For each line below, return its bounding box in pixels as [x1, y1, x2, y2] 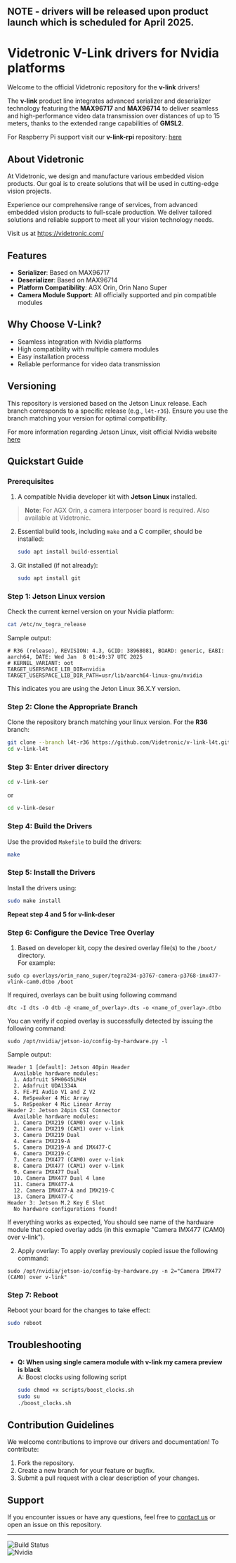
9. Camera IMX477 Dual [13, 1169, 80, 1176]
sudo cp [7, 972, 30, 979]
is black [17, 1365, 41, 1374]
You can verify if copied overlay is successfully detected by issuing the [7, 1016, 214, 1025]
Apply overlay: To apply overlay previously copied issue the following [17, 1246, 218, 1254]
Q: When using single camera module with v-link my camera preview [17, 1357, 223, 1366]
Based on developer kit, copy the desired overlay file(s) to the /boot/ [17, 943, 217, 952]
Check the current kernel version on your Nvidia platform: [7, 607, 174, 616]
